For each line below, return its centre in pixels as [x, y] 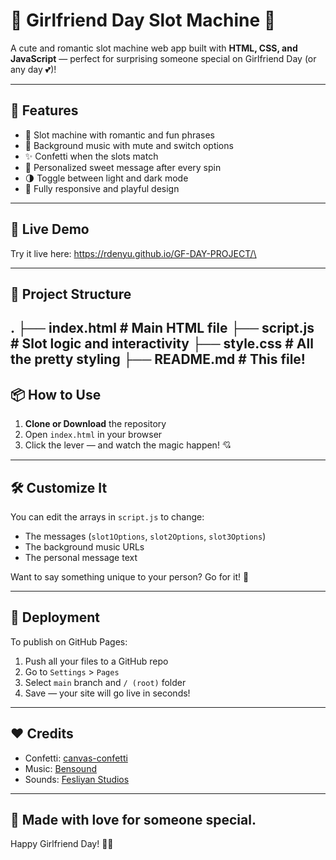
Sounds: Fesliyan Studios [77, 779]
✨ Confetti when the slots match [91, 156]
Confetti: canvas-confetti [76, 758]
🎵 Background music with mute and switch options [129, 145]
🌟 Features [44, 110]
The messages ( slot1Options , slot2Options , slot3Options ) [145, 536]
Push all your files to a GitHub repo [96, 661]
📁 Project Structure [71, 294]
